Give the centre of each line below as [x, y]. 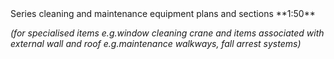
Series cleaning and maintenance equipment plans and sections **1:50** [163, 13]
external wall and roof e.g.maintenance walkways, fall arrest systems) [156, 43]
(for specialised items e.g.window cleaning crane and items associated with [167, 33]
